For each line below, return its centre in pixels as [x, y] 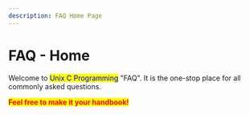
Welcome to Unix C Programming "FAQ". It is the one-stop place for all [124, 78]
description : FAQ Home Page [55, 16]
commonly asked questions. [55, 86]
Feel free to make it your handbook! [69, 102]
